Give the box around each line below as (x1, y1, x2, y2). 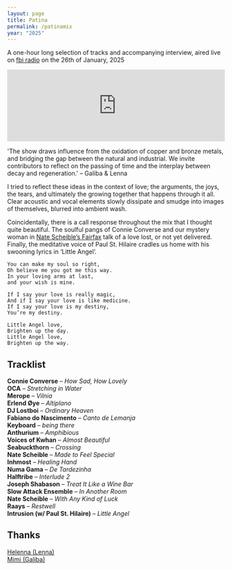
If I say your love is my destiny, (7, 303, 110, 310)
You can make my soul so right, (7, 261, 100, 268)
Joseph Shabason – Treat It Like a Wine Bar (7, 480, 133, 488)
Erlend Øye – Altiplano (7, 399, 72, 407)
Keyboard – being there (7, 421, 75, 429)
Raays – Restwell (7, 502, 56, 510)
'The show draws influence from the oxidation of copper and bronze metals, (7, 147, 224, 156)
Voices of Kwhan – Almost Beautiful (7, 436, 110, 444)
